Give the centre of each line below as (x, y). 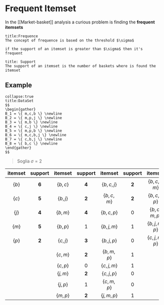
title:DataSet (20, 101)
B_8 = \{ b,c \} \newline (31, 143)
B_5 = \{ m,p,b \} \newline (34, 131)
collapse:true (20, 96)
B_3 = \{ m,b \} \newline (31, 122)
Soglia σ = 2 (30, 161)
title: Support (20, 61)
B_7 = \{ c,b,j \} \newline (34, 139)
